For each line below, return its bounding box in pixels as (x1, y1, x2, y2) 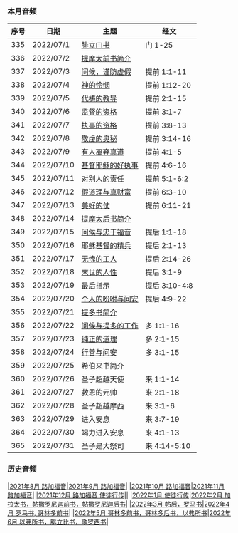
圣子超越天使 (81, 374, 124, 384)
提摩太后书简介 (81, 214, 131, 224)
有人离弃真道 (81, 148, 124, 157)
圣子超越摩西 (81, 401, 124, 411)
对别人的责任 (81, 174, 124, 184)
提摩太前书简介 (81, 53, 131, 63)
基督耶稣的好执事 (81, 160, 139, 170)
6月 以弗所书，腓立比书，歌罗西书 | (7, 517, 109, 526)
